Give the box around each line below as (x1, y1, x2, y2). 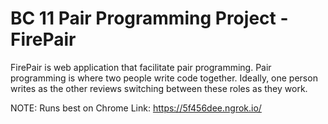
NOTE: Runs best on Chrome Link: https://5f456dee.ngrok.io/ (10, 102, 262, 114)
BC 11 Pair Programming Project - (10, 7, 289, 30)
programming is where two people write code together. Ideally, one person (10, 72, 318, 84)
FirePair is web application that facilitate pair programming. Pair (10, 61, 272, 73)
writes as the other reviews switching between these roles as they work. (10, 82, 308, 94)
